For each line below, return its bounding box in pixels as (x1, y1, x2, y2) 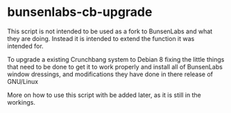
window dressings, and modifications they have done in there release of (7, 70, 214, 78)
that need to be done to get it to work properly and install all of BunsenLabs (7, 62, 223, 71)
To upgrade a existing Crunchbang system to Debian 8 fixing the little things (7, 55, 225, 63)
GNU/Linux (7, 77, 39, 85)
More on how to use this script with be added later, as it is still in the (7, 91, 201, 99)
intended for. (7, 42, 44, 50)
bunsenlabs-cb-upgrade (7, 4, 153, 20)
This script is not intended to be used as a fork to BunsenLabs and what (7, 27, 213, 35)
